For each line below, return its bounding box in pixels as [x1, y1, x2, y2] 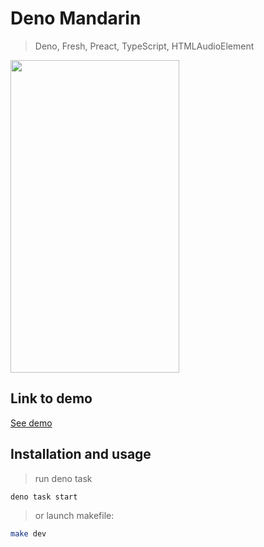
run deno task [34, 472, 93, 484]
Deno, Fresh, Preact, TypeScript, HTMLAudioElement [34, 40, 255, 52]
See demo [10, 417, 53, 429]
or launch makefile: [34, 510, 115, 522]
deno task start [10, 492, 78, 502]
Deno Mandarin [10, 7, 142, 30]
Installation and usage [10, 446, 152, 463]
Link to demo [10, 390, 93, 407]
